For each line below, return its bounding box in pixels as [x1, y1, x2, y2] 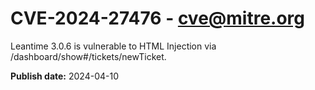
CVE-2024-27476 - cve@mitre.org [10, 7, 305, 30]
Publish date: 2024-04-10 [10, 70, 119, 82]
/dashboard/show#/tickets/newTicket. [10, 50, 167, 62]
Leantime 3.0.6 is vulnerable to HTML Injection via [10, 40, 217, 52]
